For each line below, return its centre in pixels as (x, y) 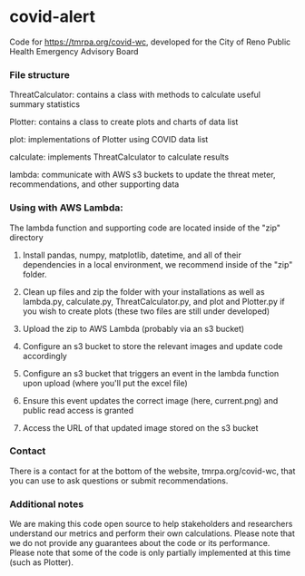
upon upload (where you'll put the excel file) (105, 383)
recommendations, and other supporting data (94, 184)
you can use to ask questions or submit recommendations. (119, 480)
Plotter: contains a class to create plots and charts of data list (124, 122)
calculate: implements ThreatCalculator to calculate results (119, 157)
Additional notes (47, 503)
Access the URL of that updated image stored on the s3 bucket (140, 427)
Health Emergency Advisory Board (74, 51)
